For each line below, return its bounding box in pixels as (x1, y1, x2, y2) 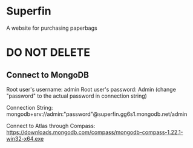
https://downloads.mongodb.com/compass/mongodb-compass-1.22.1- (6, 129, 183, 136)
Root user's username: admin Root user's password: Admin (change (6, 86, 177, 93)
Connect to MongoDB (6, 70, 90, 80)
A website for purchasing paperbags (6, 24, 98, 32)
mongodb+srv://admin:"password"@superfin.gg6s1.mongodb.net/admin (6, 110, 188, 118)
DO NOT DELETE (6, 45, 91, 59)
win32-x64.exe (6, 135, 44, 142)
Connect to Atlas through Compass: (6, 122, 96, 129)
